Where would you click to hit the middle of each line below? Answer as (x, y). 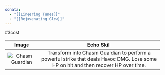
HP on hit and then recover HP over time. (99, 65)
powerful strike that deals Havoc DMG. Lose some (99, 59)
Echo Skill (99, 45)
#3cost (12, 33)
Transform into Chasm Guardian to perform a (99, 53)
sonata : (13, 10)
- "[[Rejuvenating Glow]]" (37, 19)
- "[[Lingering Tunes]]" (35, 14)
